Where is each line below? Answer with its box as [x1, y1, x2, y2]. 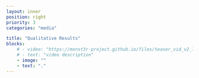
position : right [6, 14, 46, 20]
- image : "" [17, 57, 46, 63]
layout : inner [6, 8, 41, 15]
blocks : [6, 41, 25, 47]
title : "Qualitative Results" [6, 36, 81, 42]
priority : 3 [6, 19, 36, 25]
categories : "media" [6, 25, 57, 31]
